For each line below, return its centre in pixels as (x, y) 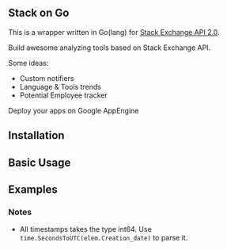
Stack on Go (39, 13)
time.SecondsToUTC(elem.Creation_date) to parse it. (104, 238)
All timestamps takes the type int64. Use (85, 229)
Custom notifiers (47, 78)
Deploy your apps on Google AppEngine (74, 110)
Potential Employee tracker (64, 95)
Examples (33, 189)
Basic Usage (40, 162)
